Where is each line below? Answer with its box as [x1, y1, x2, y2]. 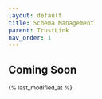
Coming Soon [8, 63, 77, 76]
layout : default [8, 11, 62, 20]
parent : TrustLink [8, 26, 69, 34]
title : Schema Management [8, 19, 94, 27]
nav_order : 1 [8, 33, 52, 42]
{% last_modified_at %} [8, 84, 73, 92]
